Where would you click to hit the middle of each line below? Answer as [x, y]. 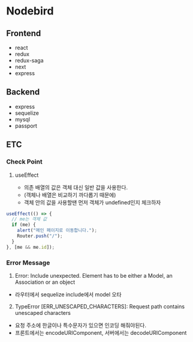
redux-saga [29, 60]
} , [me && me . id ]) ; [31, 247]
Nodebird [30, 11]
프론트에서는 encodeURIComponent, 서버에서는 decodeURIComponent [101, 332]
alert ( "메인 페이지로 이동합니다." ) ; [57, 231]
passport [26, 126]
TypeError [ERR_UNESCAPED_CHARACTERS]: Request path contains [99, 306]
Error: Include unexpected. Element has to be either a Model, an [94, 275]
